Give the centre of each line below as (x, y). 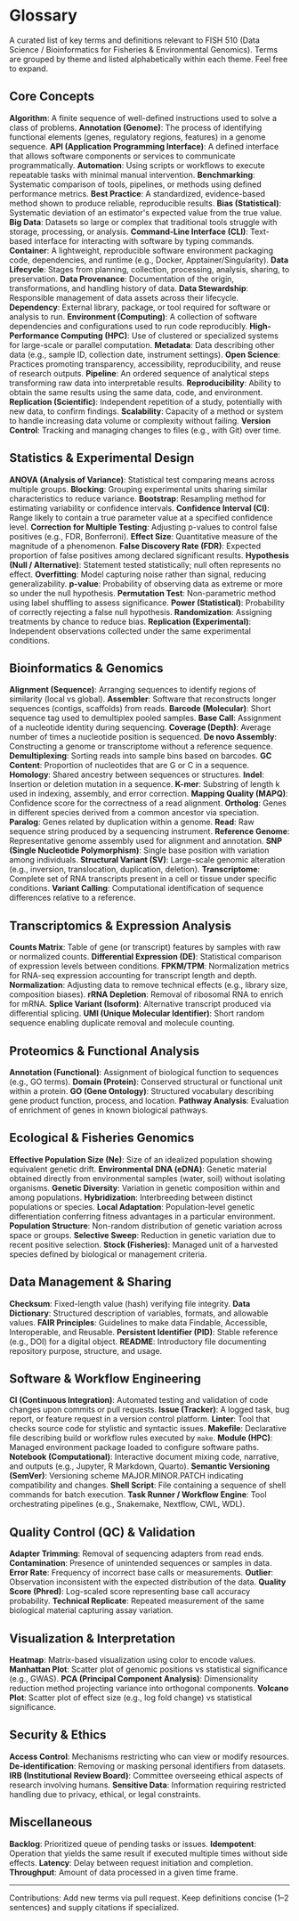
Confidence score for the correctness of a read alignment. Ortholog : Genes (148, 803)
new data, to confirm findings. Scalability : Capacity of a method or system (146, 411)
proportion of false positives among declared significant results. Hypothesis (149, 555)
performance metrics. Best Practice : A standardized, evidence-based (137, 193)
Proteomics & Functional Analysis (105, 1051)
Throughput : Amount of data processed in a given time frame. (124, 1872)
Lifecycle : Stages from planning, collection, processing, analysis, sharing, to (149, 269)
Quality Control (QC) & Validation (102, 1532)
